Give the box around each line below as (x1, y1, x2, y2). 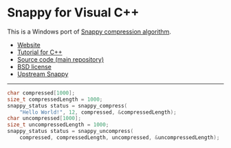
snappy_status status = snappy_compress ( (7, 102, 128, 109)
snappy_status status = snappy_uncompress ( (7, 128, 134, 135)
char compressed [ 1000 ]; (7, 89, 76, 97)
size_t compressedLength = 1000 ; (7, 96, 103, 103)
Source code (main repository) (16, 55, 104, 63)
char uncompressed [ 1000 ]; (7, 115, 81, 122)
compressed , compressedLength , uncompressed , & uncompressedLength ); (19, 134, 220, 141)
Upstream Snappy (16, 70, 69, 78)
